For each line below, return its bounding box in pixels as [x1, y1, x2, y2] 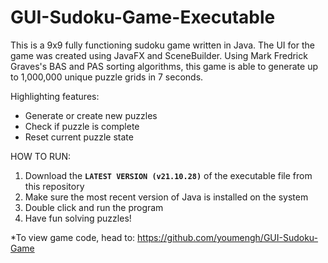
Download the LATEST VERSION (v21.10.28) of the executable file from [24, 169, 313, 181]
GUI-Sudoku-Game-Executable [10, 6, 276, 29]
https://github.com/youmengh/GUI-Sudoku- [137, 231, 319, 243]
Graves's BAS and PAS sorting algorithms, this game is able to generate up [10, 60, 318, 72]
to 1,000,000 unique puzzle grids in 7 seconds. [10, 71, 204, 83]
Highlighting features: [10, 90, 100, 102]
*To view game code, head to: [10, 231, 136, 243]
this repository [24, 180, 85, 192]
